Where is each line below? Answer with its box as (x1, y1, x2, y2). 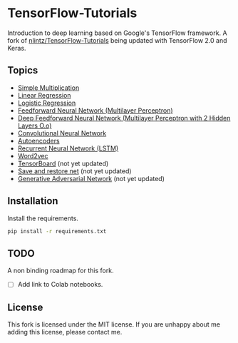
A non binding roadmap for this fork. (7, 266, 114, 275)
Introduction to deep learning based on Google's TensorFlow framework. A (7, 29, 227, 37)
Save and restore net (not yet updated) (17, 166, 132, 175)
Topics (7, 64, 38, 76)
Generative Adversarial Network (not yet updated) (17, 174, 165, 183)
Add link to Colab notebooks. (17, 280, 103, 289)
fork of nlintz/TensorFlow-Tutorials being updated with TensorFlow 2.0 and (7, 36, 227, 44)
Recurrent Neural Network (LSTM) (17, 144, 119, 153)
